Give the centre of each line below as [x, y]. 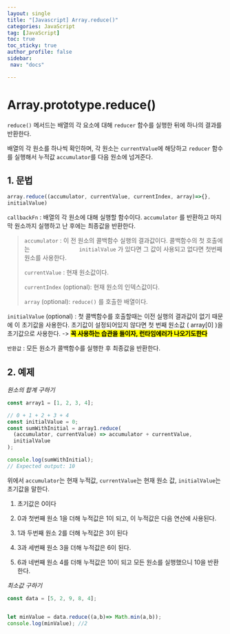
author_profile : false [40, 52]
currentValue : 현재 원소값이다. [66, 272]
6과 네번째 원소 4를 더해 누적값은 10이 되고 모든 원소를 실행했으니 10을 [112, 562]
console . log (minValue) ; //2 [48, 623]
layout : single [29, 13]
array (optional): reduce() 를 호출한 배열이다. [86, 302]
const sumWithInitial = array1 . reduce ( [64, 428]
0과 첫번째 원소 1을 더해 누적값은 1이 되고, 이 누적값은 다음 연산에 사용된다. [117, 518]
